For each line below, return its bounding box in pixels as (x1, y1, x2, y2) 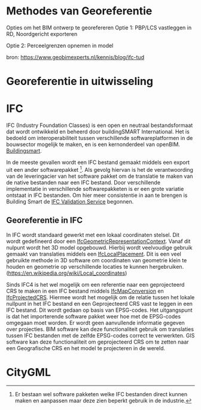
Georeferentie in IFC (6, 215, 83, 226)
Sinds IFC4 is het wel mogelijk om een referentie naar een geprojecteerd (6, 281, 185, 288)
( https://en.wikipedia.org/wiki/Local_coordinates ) (6, 269, 127, 277)
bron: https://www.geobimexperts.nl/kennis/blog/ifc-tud (6, 53, 145, 60)
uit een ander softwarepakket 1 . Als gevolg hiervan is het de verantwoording (6, 165, 193, 173)
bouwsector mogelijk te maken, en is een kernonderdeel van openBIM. (6, 141, 181, 148)
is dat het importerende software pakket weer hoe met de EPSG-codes (6, 312, 181, 320)
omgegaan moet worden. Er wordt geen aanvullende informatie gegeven (6, 319, 185, 326)
